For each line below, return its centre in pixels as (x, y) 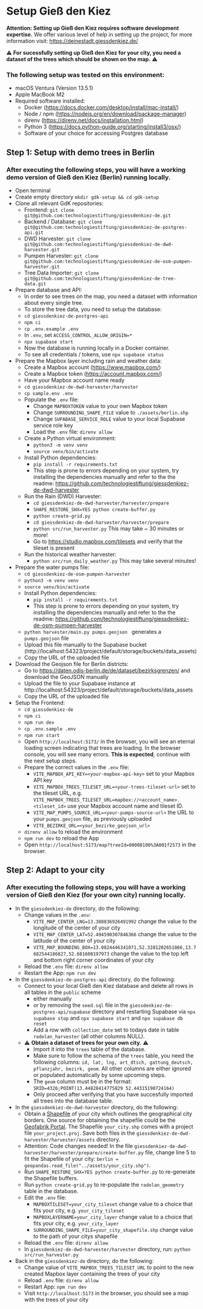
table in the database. (51, 1191)
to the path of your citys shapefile (75, 1236)
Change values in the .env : (57, 914)
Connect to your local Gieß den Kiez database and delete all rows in (109, 985)
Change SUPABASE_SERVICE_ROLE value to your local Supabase (109, 419)
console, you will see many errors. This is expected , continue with (107, 754)
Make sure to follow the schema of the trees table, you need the (113, 1055)
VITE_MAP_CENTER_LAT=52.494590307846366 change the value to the (115, 934)
